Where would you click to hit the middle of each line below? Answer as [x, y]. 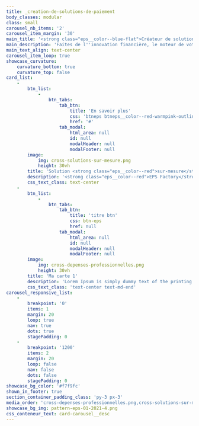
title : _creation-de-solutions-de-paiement [61, 12]
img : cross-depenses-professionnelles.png [91, 265]
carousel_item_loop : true [38, 56]
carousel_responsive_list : [39, 293]
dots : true [41, 331]
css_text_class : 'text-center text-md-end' [82, 287]
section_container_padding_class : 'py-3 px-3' [65, 398]
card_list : [20, 78]
